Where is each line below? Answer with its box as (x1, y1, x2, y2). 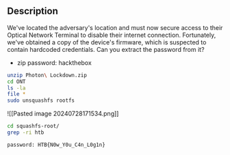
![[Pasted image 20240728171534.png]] (7, 109, 119, 118)
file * (7, 91, 26, 98)
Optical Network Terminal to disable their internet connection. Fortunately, (7, 31, 216, 39)
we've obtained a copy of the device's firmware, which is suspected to (7, 38, 207, 46)
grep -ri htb (7, 129, 44, 136)
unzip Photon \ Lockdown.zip (7, 72, 88, 79)
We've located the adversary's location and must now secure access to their (7, 23, 223, 31)
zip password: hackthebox (16, 58, 92, 67)
